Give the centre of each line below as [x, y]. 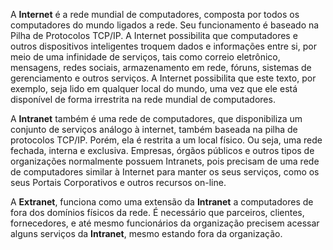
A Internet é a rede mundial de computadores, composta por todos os [155, 14]
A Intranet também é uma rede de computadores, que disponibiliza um [156, 118]
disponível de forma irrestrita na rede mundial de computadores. [143, 99]
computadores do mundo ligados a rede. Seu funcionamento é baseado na [165, 25]
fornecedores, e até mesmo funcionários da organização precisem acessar [165, 223]
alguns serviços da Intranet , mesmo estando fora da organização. [146, 233]
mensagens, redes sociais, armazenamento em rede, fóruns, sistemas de [161, 67]
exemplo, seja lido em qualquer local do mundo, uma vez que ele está [154, 88]
